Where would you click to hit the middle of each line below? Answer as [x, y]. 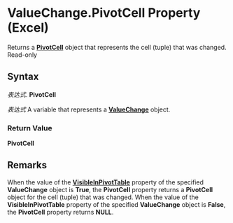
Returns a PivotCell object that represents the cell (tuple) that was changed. [117, 47]
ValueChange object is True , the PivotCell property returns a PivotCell [110, 189]
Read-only [22, 55]
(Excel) [28, 28]
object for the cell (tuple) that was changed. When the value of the [103, 197]
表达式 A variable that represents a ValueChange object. [89, 109]
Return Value [30, 128]
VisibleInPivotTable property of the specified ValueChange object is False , [116, 204]
